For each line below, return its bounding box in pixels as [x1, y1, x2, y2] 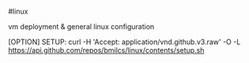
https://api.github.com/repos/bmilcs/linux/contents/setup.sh [8, 46, 205, 54]
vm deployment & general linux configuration [8, 22, 155, 31]
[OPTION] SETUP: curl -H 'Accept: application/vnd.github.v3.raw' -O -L [8, 37, 241, 46]
